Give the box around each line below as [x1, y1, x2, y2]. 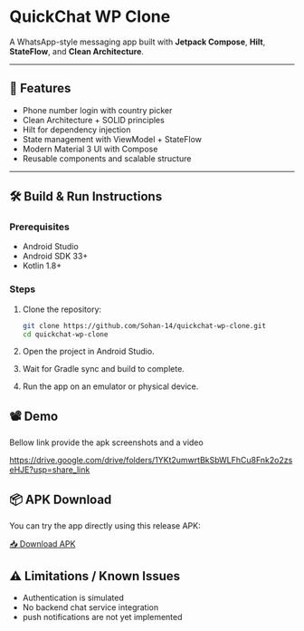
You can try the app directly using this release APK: [9, 520, 201, 531]
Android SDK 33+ [22, 251, 89, 262]
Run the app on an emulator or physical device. [22, 381, 199, 392]
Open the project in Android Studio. [22, 346, 156, 357]
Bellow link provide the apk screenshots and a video [9, 437, 204, 448]
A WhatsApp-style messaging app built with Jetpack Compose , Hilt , [9, 36, 266, 47]
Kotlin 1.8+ [22, 260, 62, 271]
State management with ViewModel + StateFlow [22, 133, 202, 144]
